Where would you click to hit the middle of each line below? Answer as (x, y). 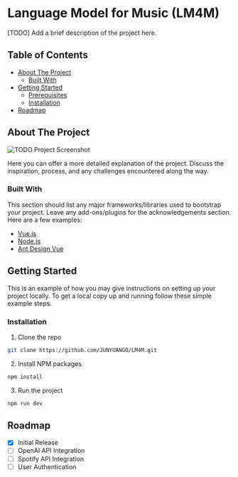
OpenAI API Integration (51, 451)
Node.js (29, 241)
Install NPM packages (49, 363)
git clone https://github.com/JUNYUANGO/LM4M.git (82, 350)
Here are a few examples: (45, 220)
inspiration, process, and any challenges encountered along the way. (108, 171)
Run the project (40, 390)
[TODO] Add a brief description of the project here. (82, 33)
